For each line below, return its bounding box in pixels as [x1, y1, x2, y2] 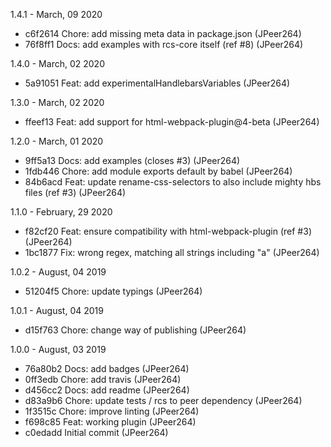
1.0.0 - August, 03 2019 [10, 344, 107, 355]
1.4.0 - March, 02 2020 [10, 58, 105, 69]
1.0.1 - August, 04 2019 [10, 305, 104, 316]
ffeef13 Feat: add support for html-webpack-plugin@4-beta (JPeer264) [24, 116, 320, 128]
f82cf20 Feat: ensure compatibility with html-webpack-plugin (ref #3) [24, 225, 312, 237]
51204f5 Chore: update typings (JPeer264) [24, 285, 203, 297]
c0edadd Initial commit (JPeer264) [24, 427, 169, 438]
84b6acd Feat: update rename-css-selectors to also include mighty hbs [24, 176, 322, 188]
